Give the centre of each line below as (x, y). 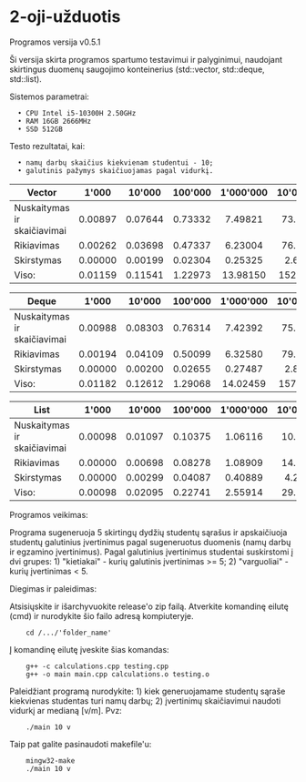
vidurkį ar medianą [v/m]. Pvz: (66, 710)
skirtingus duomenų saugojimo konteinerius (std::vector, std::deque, (138, 69)
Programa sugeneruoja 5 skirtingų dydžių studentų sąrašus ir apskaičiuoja (148, 532)
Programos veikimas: (49, 514)
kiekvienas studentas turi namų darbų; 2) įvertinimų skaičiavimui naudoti (145, 701)
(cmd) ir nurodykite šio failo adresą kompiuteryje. (102, 615)
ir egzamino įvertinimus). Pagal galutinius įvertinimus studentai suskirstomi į (152, 552)
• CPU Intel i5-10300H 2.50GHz (77, 113)
